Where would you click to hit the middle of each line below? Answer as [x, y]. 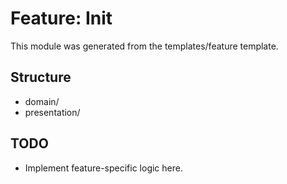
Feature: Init [61, 18]
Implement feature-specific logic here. [103, 168]
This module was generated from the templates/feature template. [144, 46]
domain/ [42, 101]
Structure [41, 77]
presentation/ [52, 112]
